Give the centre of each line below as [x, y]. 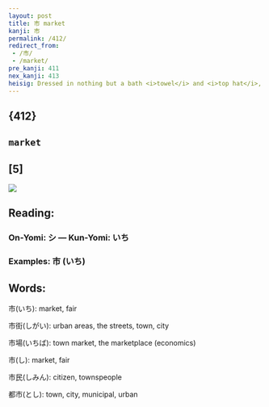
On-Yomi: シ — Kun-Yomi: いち [69, 237]
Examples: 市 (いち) [47, 262]
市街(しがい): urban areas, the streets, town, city [89, 326]
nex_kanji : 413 [34, 76]
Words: [27, 288]
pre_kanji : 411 [34, 69]
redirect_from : [34, 46]
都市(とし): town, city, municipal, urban [74, 394]
